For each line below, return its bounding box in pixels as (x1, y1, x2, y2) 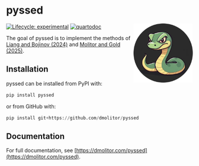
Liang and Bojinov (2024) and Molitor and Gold (6, 41, 121, 48)
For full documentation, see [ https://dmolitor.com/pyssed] (6, 147, 147, 154)
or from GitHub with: (6, 103, 56, 110)
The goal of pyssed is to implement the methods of (6, 34, 131, 41)
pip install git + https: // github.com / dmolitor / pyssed (6, 115, 139, 121)
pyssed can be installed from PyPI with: (6, 80, 102, 87)
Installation (6, 64, 49, 74)
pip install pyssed (6, 92, 54, 98)
